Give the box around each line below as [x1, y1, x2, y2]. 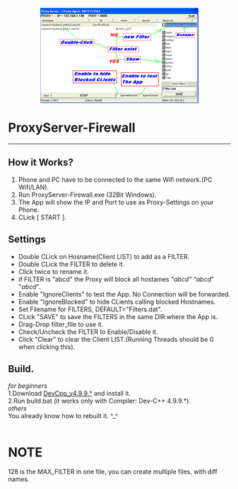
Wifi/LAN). [18, 183, 49, 191]
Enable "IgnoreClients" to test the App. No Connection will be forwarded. [18, 289, 231, 298]
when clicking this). [18, 343, 76, 351]
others [8, 404, 27, 413]
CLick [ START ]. [18, 213, 66, 222]
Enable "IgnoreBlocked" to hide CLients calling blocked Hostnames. [18, 297, 216, 306]
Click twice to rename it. [18, 267, 89, 276]
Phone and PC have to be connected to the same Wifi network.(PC [18, 175, 213, 184]
